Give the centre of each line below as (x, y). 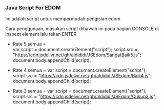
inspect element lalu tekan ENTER (41, 34)
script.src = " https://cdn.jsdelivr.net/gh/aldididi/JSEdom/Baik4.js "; (82, 76)
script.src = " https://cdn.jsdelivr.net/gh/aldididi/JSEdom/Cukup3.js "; (85, 97)
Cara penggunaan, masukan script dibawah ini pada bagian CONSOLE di (82, 29)
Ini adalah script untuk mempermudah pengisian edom (63, 19)
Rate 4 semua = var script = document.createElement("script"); (80, 70)
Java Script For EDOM (33, 8)
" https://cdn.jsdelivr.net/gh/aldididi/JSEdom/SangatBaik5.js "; (77, 55)
